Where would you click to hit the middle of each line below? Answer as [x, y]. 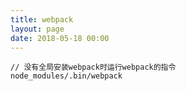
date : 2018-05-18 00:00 [60, 38]
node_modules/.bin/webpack [66, 76]
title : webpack [42, 19]
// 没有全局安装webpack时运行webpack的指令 [93, 67]
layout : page [37, 29]
